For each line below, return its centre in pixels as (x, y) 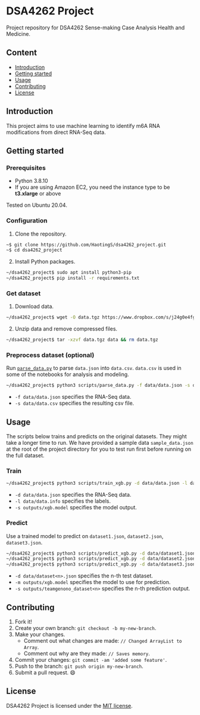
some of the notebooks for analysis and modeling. (68, 374)
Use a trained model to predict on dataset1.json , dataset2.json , (85, 536)
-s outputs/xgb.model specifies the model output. (76, 508)
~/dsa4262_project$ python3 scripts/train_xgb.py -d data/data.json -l (97, 483)
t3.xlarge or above (38, 194)
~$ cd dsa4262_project (34, 250)
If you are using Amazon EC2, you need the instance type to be (92, 187)
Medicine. (18, 33)
